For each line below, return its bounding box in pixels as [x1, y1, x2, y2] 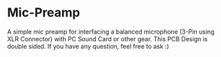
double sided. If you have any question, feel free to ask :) [7, 42, 169, 50]
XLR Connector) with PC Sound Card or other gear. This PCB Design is [7, 34, 208, 43]
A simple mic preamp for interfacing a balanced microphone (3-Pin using [7, 27, 215, 36]
